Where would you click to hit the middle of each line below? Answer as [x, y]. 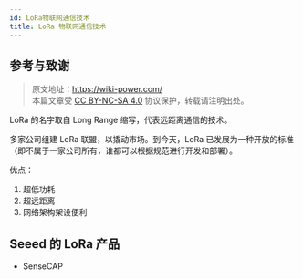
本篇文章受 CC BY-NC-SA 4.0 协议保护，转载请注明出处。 [140, 100]
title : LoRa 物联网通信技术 [58, 26]
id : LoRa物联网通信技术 [50, 18]
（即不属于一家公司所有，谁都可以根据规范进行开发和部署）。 [123, 150]
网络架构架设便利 [55, 212]
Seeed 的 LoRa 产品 [65, 244]
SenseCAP [43, 266]
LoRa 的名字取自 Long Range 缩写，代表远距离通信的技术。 [121, 120]
